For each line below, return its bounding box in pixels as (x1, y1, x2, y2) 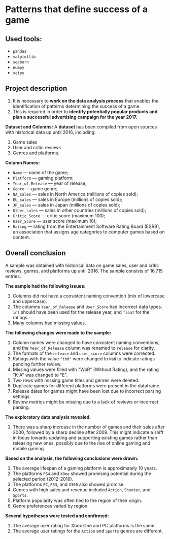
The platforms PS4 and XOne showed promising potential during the (12, 470, 151, 477)
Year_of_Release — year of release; (12, 180, 87, 186)
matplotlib (12, 54, 36, 59)
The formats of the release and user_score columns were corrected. (12, 350, 156, 356)
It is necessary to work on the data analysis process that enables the (12, 97, 159, 104)
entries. (5, 273, 21, 279)
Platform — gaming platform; (12, 175, 74, 181)
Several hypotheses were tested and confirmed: (5, 513, 109, 519)
